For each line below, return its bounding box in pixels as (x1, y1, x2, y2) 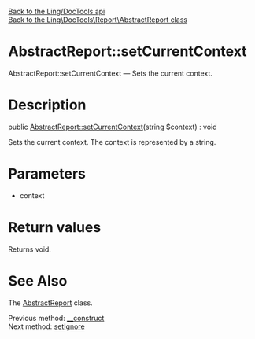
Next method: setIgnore (8, 322, 85, 331)
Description (8, 96, 87, 114)
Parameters (8, 165, 87, 183)
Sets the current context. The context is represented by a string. (8, 137, 216, 146)
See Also (8, 271, 68, 289)
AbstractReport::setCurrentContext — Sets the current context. (8, 68, 213, 78)
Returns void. (8, 244, 51, 254)
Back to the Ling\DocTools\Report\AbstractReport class (8, 15, 187, 24)
